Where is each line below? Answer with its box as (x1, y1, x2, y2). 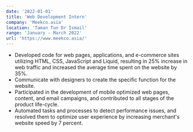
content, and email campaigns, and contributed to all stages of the (14, 95, 174, 102)
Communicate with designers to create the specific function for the (14, 76, 176, 83)
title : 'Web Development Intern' (6, 14, 87, 20)
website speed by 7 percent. (14, 120, 83, 126)
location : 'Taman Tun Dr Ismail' (6, 24, 87, 31)
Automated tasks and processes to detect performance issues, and (14, 107, 177, 114)
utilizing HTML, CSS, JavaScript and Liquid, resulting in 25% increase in (14, 58, 188, 65)
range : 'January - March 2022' (6, 30, 82, 36)
